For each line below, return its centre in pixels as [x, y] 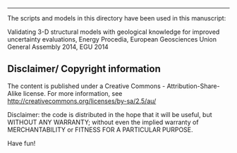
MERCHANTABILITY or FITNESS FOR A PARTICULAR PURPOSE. [100, 129]
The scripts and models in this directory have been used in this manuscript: [117, 18]
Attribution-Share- [193, 86]
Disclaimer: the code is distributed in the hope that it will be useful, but [110, 114]
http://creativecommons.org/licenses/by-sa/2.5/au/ [82, 101]
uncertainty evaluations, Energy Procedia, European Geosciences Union [112, 39]
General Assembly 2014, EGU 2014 [58, 47]
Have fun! [22, 143]
